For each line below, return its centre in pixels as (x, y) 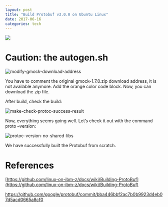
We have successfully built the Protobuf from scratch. (61, 146)
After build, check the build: (34, 102)
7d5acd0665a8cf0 (24, 200)
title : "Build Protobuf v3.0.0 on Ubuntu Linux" (57, 14)
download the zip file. (27, 92)
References (29, 166)
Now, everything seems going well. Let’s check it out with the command (79, 121)
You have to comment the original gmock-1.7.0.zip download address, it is (81, 81)
